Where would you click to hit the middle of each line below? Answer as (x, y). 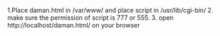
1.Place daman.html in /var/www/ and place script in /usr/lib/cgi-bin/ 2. (110, 10)
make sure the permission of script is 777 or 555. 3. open (91, 18)
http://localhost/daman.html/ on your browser (74, 25)
